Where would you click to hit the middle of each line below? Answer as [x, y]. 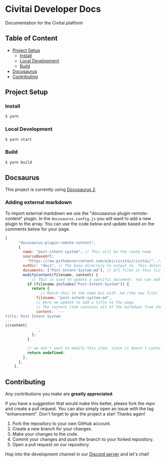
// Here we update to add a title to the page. [86, 303]
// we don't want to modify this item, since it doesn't [87, 348]
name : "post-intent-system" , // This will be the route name [87, 252]
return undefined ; [46, 353]
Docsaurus [22, 178]
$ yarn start [19, 139]
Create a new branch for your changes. [52, 429]
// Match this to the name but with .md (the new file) [99, 293]
